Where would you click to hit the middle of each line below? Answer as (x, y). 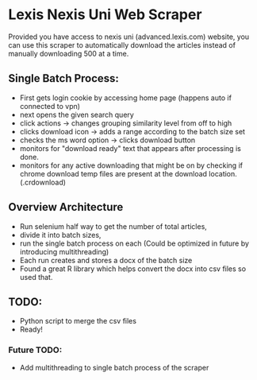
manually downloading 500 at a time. (69, 53)
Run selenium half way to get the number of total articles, (113, 226)
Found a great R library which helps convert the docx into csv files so (133, 269)
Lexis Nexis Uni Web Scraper (105, 15)
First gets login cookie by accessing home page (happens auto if (126, 98)
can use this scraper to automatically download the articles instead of (122, 45)
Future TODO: (35, 350)
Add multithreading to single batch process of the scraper (114, 367)
